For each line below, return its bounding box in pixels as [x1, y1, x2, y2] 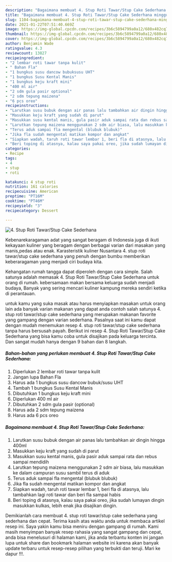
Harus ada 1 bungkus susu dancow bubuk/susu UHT [12, 379, 124, 386]
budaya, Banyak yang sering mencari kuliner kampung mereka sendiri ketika [5, 285, 166, 291]
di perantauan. [5, 290, 36, 296]
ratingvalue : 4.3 [5, 46, 42, 51]
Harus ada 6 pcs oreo [12, 412, 59, 419]
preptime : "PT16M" [5, 194, 45, 199]
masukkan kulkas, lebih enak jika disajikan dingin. [12, 502, 118, 509]
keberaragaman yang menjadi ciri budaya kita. [5, 258, 103, 265]
